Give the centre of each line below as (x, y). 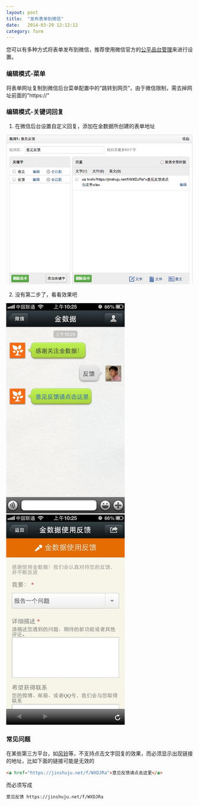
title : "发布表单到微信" (35, 19)
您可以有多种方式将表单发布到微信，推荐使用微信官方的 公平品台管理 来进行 (97, 50)
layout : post (22, 12)
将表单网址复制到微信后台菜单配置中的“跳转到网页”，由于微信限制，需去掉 (97, 88)
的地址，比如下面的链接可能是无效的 (50, 760)
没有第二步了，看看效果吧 (46, 295)
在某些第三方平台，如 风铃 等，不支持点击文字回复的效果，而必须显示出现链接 (99, 753)
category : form (25, 31)
